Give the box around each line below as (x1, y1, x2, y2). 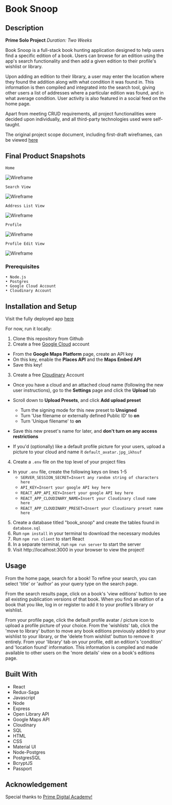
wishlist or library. (5, 64, 43, 69)
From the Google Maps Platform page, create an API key (12, 351, 133, 357)
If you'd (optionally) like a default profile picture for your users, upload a (12, 443, 165, 449)
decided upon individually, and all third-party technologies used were (5, 116, 152, 122)
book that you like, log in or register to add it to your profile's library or (5, 601, 154, 607)
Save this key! (12, 361, 43, 368)
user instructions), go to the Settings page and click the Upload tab (12, 387, 157, 393)
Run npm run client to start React (12, 535, 85, 542)
